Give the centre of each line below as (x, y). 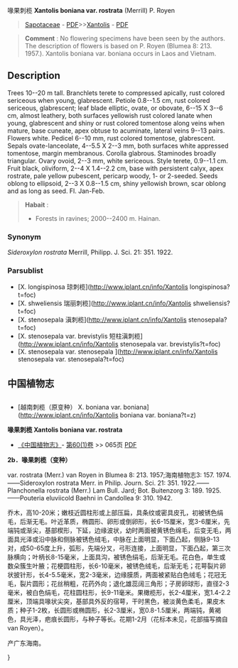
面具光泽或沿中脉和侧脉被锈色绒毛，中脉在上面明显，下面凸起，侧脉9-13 (114, 540)
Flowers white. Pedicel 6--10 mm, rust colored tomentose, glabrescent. (111, 138)
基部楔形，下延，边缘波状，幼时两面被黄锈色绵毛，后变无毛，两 (138, 530)
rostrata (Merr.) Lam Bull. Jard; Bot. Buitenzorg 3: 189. (125, 491)
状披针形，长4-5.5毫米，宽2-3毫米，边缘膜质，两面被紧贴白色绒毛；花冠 (114, 575)
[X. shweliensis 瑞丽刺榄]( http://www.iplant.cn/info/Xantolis (104, 303)
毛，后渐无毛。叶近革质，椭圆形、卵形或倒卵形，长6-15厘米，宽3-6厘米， (115, 522)
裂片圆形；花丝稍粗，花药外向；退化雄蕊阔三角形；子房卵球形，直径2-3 (124, 584)
